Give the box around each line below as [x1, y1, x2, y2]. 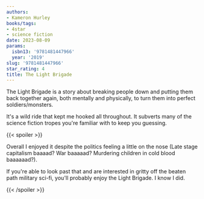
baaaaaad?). [6, 156, 38, 164]
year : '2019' [12, 54, 45, 60]
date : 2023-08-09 [6, 37, 51, 43]
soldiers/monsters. [6, 101, 54, 109]
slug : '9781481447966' [6, 60, 64, 66]
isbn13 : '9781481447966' [12, 49, 75, 55]
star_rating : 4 [6, 65, 45, 72]
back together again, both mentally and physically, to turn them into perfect [6, 95, 196, 102]
